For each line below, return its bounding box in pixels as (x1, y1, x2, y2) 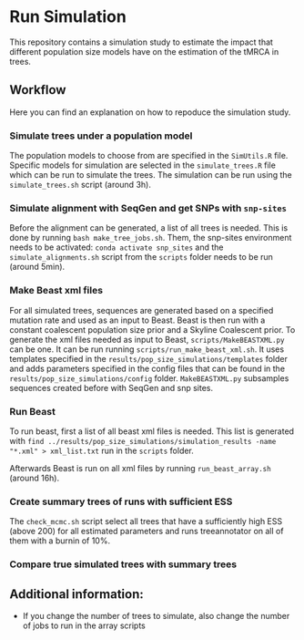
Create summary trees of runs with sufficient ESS (9, 495, 233, 508)
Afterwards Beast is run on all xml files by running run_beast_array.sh (9, 462, 271, 473)
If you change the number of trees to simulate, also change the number (22, 610, 290, 621)
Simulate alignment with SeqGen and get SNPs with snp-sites (9, 201, 287, 214)
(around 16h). (9, 472, 60, 483)
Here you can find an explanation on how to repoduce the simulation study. (9, 107, 291, 118)
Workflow (9, 82, 66, 98)
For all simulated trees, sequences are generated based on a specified (9, 305, 274, 315)
